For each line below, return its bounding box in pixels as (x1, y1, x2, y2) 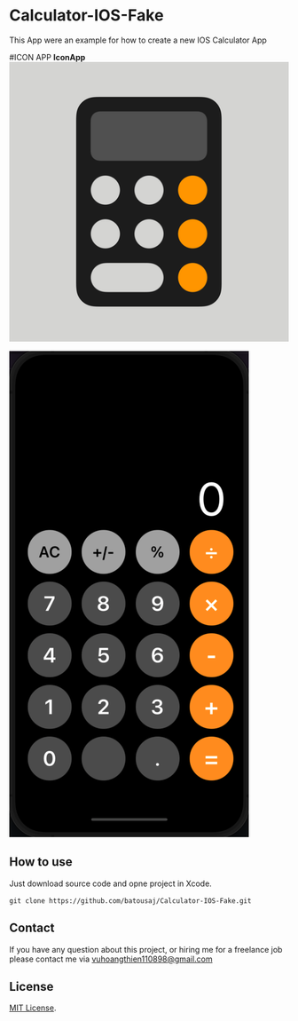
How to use (9, 854, 73, 870)
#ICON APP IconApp (9, 51, 86, 62)
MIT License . (9, 1002, 57, 1013)
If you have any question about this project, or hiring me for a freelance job (9, 944, 283, 954)
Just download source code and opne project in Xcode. (9, 878, 213, 889)
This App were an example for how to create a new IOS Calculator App (9, 35, 268, 45)
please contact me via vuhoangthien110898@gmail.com (9, 954, 213, 964)
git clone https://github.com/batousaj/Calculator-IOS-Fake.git (9, 896, 252, 906)
